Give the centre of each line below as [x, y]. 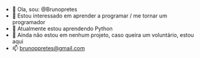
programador [29, 22]
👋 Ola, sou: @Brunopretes [45, 9]
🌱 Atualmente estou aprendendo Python [62, 28]
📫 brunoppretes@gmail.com [48, 48]
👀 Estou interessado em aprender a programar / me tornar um [90, 16]
